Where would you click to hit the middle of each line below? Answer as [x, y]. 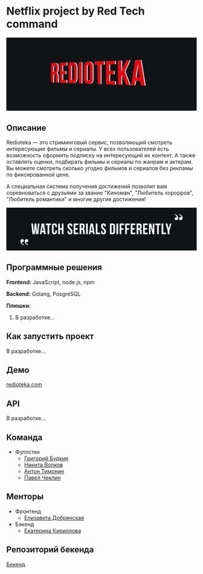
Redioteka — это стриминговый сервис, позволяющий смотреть [89, 142]
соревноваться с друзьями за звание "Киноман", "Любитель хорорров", [100, 193]
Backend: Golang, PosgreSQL [43, 294]
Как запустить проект [50, 337]
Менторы [25, 497]
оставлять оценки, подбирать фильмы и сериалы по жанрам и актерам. [100, 162]
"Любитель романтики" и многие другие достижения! [76, 199]
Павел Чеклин [43, 478]
